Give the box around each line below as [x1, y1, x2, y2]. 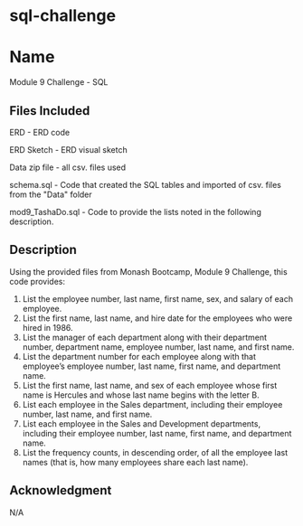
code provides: [9, 276, 66, 286]
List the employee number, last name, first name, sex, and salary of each [22, 293, 294, 304]
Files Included [9, 103, 90, 118]
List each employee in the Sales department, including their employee [22, 399, 283, 409]
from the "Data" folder [9, 189, 92, 200]
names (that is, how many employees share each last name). [22, 456, 249, 467]
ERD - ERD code [9, 127, 71, 137]
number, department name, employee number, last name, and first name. [22, 341, 295, 352]
